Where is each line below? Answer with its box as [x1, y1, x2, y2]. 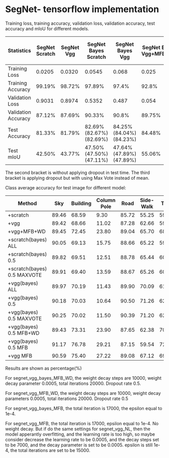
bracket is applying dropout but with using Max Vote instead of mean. [5, 175, 150, 181]
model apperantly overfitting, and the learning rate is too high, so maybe [5, 431, 155, 437]
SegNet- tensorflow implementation [5, 4, 159, 15]
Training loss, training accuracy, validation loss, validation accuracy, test [5, 20, 155, 26]
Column [96, 196, 116, 203]
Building [71, 199, 92, 207]
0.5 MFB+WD [8, 329, 40, 336]
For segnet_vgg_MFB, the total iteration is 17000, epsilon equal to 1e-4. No [5, 420, 159, 426]
